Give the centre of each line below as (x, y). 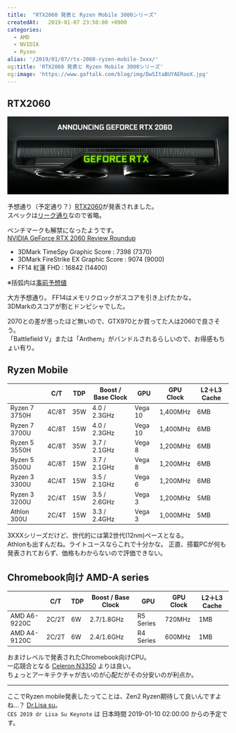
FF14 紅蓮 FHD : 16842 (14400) (62, 267)
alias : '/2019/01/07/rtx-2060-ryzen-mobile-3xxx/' (83, 60)
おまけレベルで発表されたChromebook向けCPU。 (79, 657)
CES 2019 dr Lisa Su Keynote (50, 714)
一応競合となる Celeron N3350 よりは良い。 (71, 665)
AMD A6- (24, 616)
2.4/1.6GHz (107, 637)
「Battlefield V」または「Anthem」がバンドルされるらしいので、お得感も (113, 338)
